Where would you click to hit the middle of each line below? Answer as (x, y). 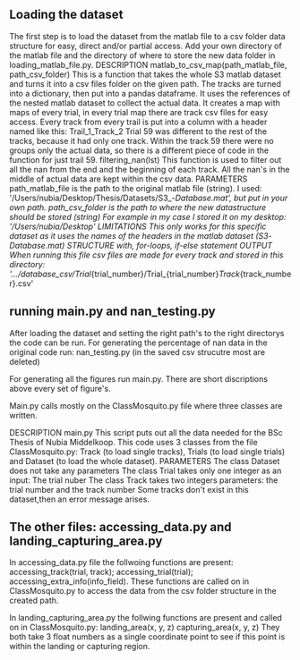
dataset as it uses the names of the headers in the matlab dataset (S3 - (141, 235)
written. (23, 415)
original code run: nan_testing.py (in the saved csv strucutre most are (137, 351)
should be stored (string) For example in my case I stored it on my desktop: (148, 216)
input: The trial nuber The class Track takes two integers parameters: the (144, 480)
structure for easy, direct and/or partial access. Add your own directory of (146, 46)
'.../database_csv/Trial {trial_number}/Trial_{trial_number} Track (124, 274)
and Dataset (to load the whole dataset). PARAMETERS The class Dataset (145, 461)
